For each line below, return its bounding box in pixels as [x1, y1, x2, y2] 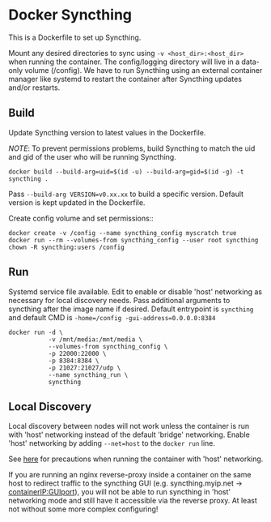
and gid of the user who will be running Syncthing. [8, 152, 176, 161]
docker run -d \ [8, 328, 63, 336]
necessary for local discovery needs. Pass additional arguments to [8, 295, 231, 305]
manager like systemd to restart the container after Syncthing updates [8, 74, 243, 83]
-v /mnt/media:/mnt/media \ [48, 335, 143, 344]
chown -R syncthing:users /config [8, 243, 125, 251]
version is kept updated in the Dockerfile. [8, 197, 146, 208]
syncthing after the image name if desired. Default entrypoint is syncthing [8, 304, 254, 314]
